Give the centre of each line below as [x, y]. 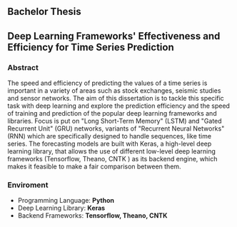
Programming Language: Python [66, 201]
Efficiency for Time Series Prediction [91, 47]
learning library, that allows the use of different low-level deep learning [112, 151]
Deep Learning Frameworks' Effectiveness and [114, 36]
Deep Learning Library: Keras [61, 208]
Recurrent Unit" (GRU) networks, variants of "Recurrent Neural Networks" [116, 128]
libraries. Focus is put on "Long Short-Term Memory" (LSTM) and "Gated [115, 121]
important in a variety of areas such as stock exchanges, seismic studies [114, 91]
